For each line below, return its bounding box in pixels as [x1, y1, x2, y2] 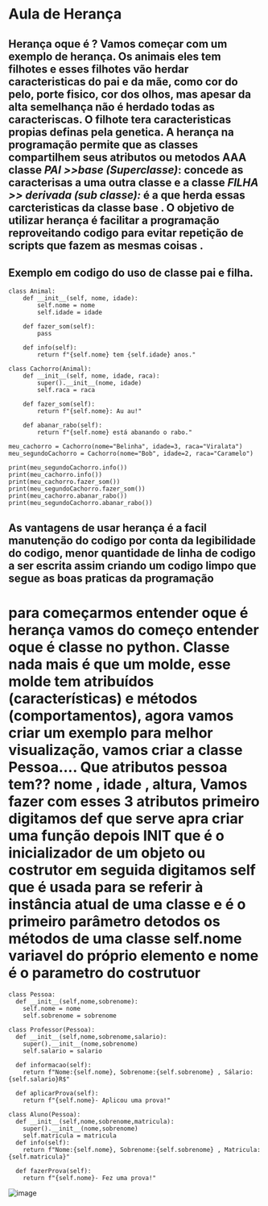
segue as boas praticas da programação [8, 571, 215, 585]
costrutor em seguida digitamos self [8, 861, 256, 879]
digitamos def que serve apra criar [8, 809, 244, 828]
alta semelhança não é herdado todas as [8, 100, 216, 114]
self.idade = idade [37, 308, 103, 317]
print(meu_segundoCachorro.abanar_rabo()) [8, 499, 153, 507]
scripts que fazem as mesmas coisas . [8, 239, 204, 252]
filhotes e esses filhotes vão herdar [8, 62, 189, 76]
